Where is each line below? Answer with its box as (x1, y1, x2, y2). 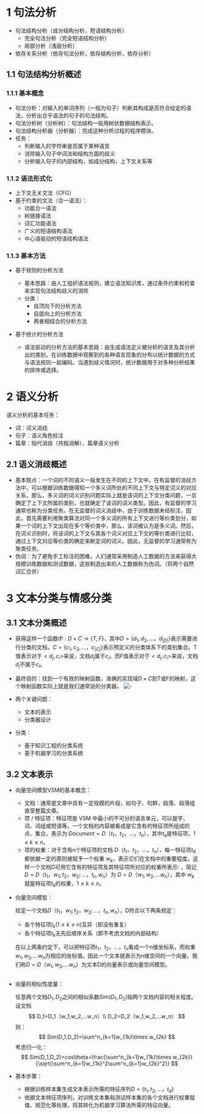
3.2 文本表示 (6, 769, 54, 779)
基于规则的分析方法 (15, 266, 64, 274)
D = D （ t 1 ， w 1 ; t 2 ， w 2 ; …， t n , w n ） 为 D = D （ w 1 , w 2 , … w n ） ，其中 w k (24, 871, 195, 880)
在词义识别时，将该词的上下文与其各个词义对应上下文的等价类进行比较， (15, 530, 197, 537)
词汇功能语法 (24, 219, 57, 227)
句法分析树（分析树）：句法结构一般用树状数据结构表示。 (15, 119, 157, 127)
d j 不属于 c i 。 (15, 661, 46, 670)
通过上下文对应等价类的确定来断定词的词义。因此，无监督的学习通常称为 (15, 537, 197, 544)
